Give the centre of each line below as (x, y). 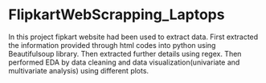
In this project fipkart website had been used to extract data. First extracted (133, 37)
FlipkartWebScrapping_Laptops (117, 15)
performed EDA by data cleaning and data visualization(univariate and (124, 62)
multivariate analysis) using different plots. (79, 70)
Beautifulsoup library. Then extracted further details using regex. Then (125, 53)
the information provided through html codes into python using (112, 45)
